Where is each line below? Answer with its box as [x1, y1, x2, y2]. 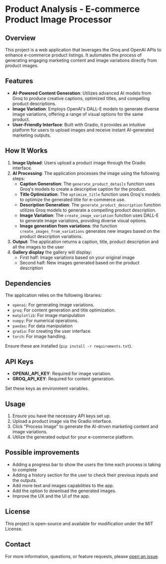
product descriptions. [12, 101, 56, 106]
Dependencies [5, 279, 51, 288]
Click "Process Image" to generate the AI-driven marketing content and [12, 423, 159, 429]
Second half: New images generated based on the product [19, 259, 140, 265]
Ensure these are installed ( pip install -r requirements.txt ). [5, 343, 133, 349]
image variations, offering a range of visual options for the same [12, 111, 144, 117]
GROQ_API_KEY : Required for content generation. [12, 376, 115, 382]
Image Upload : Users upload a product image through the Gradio [12, 159, 146, 165]
